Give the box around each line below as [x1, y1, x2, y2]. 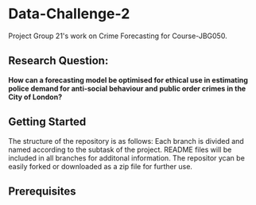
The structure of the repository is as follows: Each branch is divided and [8, 136, 244, 145]
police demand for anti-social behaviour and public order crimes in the [8, 83, 246, 93]
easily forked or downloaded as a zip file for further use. [8, 161, 193, 171]
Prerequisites [8, 184, 76, 198]
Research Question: [8, 54, 109, 68]
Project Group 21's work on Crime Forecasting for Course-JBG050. [8, 31, 228, 41]
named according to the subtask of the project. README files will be [8, 145, 232, 154]
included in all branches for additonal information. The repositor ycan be [8, 153, 245, 163]
